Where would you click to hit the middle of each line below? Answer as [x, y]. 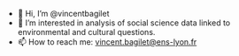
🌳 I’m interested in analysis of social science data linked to [124, 23]
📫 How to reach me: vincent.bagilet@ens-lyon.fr [107, 42]
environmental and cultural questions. [86, 32]
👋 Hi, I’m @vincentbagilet [63, 14]
